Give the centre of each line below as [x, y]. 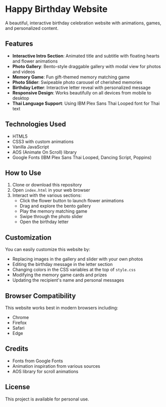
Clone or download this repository [47, 185]
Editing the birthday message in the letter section [62, 264]
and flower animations [35, 61]
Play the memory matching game [54, 211]
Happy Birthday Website [56, 9]
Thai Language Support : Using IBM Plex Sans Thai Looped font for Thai [86, 103]
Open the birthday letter [44, 222]
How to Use [23, 173]
